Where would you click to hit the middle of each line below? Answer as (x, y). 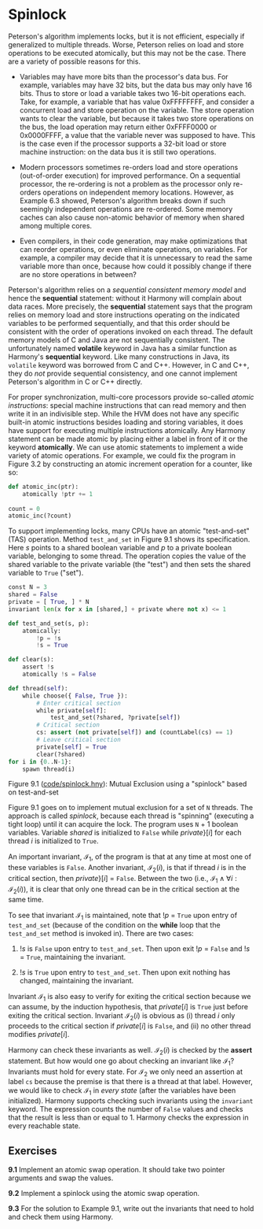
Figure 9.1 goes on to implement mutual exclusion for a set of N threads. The (131, 808)
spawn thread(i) (49, 769)
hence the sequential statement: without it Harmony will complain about (125, 298)
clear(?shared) (61, 754)
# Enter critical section (79, 703)
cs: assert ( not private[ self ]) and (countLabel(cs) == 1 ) (135, 733)
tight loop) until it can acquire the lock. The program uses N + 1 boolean (123, 824)
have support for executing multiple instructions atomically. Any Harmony (127, 430)
